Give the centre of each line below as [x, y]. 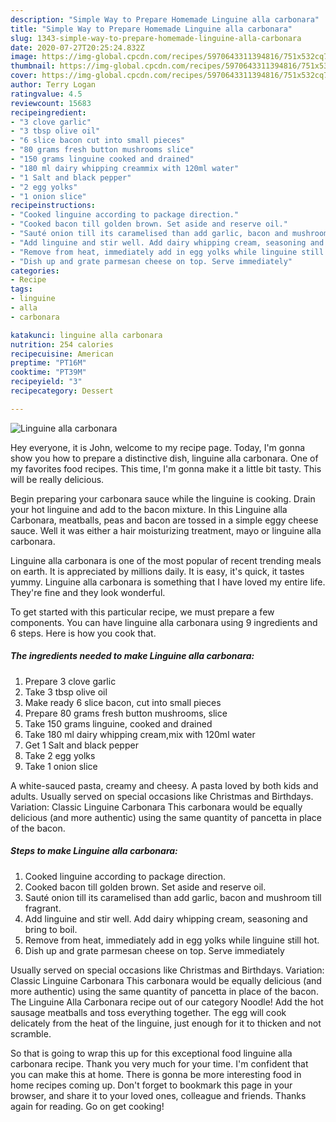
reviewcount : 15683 [51, 103]
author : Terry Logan [53, 85]
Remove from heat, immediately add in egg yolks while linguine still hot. [172, 940]
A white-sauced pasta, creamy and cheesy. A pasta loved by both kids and [164, 785]
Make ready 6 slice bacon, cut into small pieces [123, 702]
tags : [21, 289]
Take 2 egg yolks [60, 755]
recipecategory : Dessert [62, 391]
